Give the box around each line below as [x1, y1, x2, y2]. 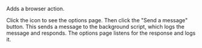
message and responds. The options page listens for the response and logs [6, 29, 196, 37]
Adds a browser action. [6, 5, 65, 12]
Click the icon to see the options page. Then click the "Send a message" [6, 17, 188, 23]
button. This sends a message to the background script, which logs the [6, 23, 184, 30]
